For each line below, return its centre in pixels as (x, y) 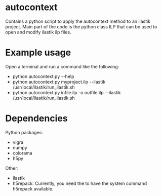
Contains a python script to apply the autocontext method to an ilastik (78, 21)
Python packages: (24, 132)
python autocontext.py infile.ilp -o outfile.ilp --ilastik (67, 92)
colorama (23, 153)
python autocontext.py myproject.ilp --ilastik (59, 82)
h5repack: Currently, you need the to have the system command (80, 183)
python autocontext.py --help (43, 76)
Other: (12, 168)
